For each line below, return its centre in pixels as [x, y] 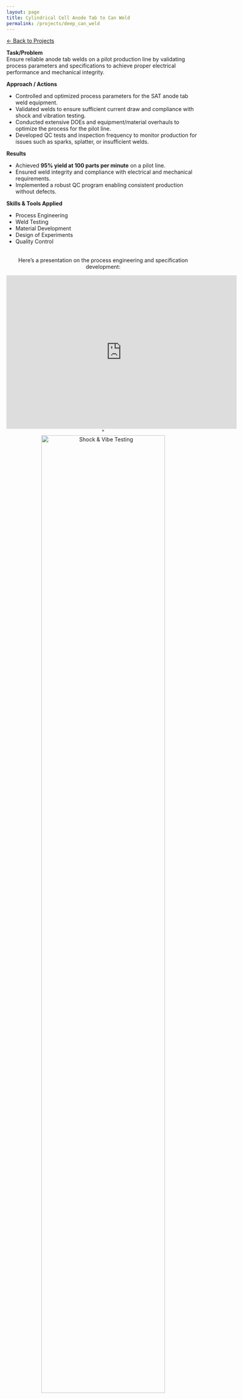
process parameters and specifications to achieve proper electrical [91, 66]
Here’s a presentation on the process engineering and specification [103, 260]
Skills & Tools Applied [34, 204]
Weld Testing [32, 222]
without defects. [36, 192]
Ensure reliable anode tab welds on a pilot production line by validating [96, 60]
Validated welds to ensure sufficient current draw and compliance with [105, 109]
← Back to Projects [30, 41]
